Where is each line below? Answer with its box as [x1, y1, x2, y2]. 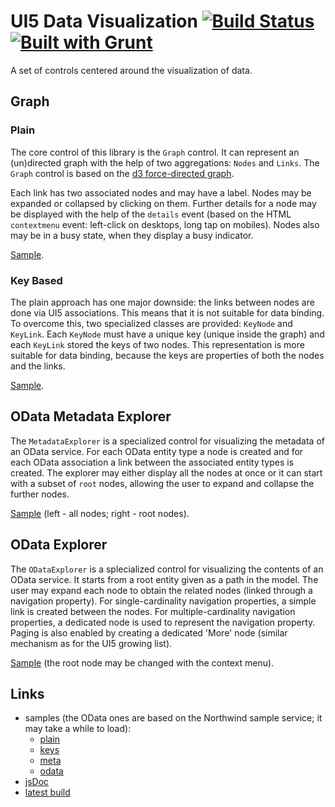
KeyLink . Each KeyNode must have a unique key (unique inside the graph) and [10, 328, 325, 340]
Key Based [10, 273, 63, 287]
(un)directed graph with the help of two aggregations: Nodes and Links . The [10, 156, 320, 169]
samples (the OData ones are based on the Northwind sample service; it [24, 712, 323, 724]
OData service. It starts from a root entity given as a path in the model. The [10, 573, 319, 585]
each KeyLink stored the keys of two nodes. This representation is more [10, 338, 305, 350]
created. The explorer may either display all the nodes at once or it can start [10, 466, 323, 479]
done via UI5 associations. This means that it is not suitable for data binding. [10, 306, 325, 319]
